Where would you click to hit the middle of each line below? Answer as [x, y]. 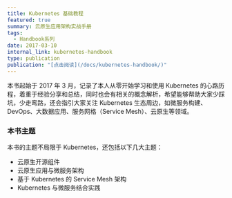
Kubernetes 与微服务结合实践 [59, 188]
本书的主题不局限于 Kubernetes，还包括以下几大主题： [85, 147]
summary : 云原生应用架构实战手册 [49, 26]
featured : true [29, 20]
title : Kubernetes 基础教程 [46, 13]
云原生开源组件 [38, 161]
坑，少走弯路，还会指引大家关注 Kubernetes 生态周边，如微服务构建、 [107, 102]
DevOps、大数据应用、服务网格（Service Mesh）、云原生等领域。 [100, 111]
